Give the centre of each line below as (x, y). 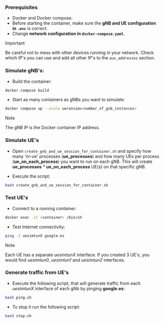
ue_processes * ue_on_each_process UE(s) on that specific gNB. (79, 166)
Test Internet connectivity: (38, 227)
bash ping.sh (18, 297)
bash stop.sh (18, 316)
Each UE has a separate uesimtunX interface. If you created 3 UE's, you (77, 255)
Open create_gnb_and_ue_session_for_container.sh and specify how (82, 151)
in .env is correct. (30, 28)
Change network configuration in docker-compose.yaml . (68, 34)
